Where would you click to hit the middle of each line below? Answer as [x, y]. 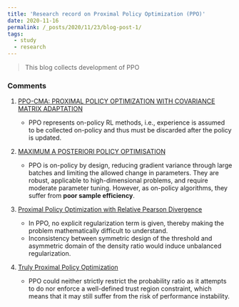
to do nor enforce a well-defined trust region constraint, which [120, 288]
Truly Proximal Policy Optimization [68, 267]
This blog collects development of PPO [82, 67]
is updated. [45, 138]
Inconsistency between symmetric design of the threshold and [120, 239]
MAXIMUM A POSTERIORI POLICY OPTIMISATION [92, 152]
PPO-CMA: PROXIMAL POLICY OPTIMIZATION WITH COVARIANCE [116, 101]
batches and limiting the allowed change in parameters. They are [123, 173]
